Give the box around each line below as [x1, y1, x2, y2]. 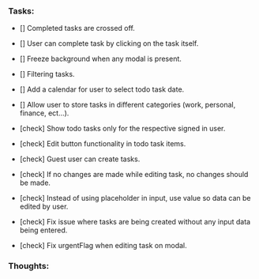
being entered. [19, 225, 68, 235]
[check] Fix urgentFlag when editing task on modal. [19, 241, 187, 251]
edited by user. [19, 202, 69, 211]
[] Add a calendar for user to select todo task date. [19, 85, 185, 94]
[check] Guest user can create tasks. [19, 154, 141, 164]
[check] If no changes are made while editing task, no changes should [19, 170, 249, 179]
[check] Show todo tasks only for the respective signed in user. [19, 124, 226, 134]
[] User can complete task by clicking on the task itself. [19, 39, 199, 48]
